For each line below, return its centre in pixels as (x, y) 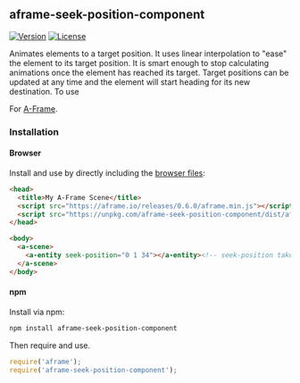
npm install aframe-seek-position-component (93, 328)
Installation (34, 131)
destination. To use (44, 91)
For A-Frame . (33, 108)
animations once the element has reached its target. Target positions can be (149, 72)
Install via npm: (37, 312)
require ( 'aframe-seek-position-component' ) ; (93, 370)
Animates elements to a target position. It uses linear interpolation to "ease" (148, 54)
